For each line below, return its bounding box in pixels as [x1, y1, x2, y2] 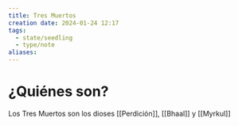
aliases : [8, 48, 37, 56]
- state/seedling [15, 33, 73, 42]
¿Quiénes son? [8, 82, 109, 101]
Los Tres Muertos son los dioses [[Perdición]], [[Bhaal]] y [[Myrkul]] [8, 109, 231, 118]
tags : [8, 26, 26, 34]
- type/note [15, 41, 56, 49]
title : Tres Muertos [8, 11, 77, 20]
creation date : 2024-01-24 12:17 [8, 19, 119, 27]
